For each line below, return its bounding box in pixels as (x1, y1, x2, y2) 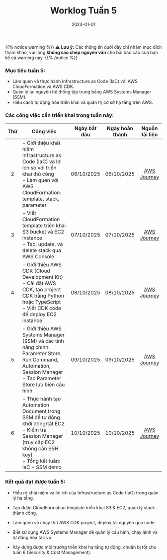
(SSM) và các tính (22, 337, 64, 344)
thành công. (12, 510, 37, 516)
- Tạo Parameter (22, 375, 61, 382)
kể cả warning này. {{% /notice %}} (5, 55, 78, 61)
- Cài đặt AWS (22, 280, 56, 287)
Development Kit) (22, 273, 63, 280)
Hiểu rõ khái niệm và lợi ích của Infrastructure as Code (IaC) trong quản (12, 489, 159, 495)
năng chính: (22, 343, 50, 350)
